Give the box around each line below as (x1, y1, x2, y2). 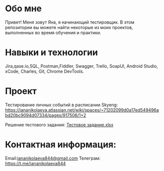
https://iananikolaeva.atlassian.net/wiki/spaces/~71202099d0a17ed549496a (5, 107, 159, 113)
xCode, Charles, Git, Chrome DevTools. (5, 68, 84, 74)
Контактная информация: (5, 139, 117, 150)
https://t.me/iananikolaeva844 (5, 160, 66, 166)
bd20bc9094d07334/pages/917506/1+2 (5, 112, 87, 118)
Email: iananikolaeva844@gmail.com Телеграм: (5, 155, 101, 161)
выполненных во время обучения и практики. (5, 29, 101, 35)
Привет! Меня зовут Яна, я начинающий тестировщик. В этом (5, 19, 135, 25)
